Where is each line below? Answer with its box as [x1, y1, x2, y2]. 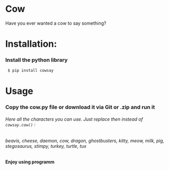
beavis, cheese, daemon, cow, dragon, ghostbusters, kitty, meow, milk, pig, [5, 137, 165, 144]
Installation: [5, 38, 57, 50]
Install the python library [5, 56, 68, 64]
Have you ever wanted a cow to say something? [5, 20, 107, 26]
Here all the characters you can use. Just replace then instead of [5, 116, 143, 122]
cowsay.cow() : [5, 122, 36, 128]
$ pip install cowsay [7, 68, 54, 73]
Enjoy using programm [5, 159, 55, 165]
